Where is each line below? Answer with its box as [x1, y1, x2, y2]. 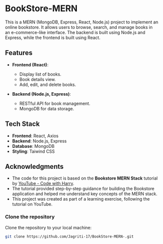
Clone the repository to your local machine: [5, 224, 92, 230]
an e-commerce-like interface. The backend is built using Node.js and [5, 29, 145, 35]
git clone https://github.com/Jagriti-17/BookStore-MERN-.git [5, 234, 134, 239]
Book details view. [19, 76, 56, 82]
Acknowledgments [5, 162, 64, 171]
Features [5, 49, 33, 57]
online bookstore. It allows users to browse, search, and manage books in [5, 24, 153, 30]
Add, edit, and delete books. [19, 81, 76, 87]
